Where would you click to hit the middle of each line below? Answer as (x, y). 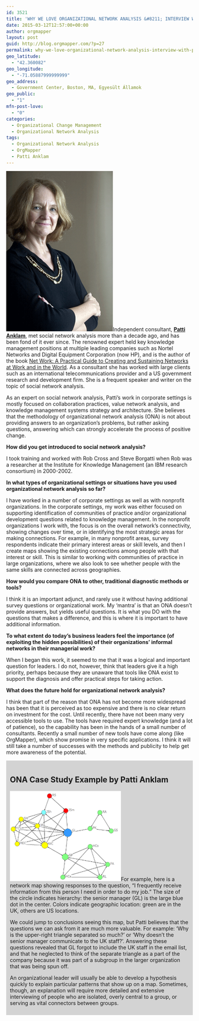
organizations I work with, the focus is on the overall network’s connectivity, (99, 525)
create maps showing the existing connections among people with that (92, 551)
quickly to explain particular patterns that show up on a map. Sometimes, (99, 984)
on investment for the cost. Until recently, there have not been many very (95, 714)
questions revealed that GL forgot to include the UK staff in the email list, (98, 947)
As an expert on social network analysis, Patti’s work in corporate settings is (99, 397)
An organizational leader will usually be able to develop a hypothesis (93, 978)
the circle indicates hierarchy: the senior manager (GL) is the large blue (97, 898)
